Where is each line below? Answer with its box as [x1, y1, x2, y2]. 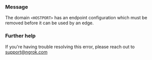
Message [5, 3, 28, 10]
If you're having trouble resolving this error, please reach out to [5, 44, 135, 50]
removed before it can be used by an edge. [5, 20, 94, 26]
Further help [5, 32, 36, 39]
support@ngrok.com [5, 49, 48, 55]
